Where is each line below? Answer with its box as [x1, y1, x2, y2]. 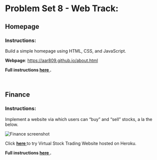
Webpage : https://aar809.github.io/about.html [5, 57, 98, 63]
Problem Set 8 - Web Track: [5, 3, 118, 14]
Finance [5, 91, 30, 99]
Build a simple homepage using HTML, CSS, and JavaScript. [5, 48, 126, 54]
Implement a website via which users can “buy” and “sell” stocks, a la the [5, 116, 153, 122]
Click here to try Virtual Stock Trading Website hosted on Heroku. [5, 140, 137, 146]
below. [5, 121, 19, 127]
